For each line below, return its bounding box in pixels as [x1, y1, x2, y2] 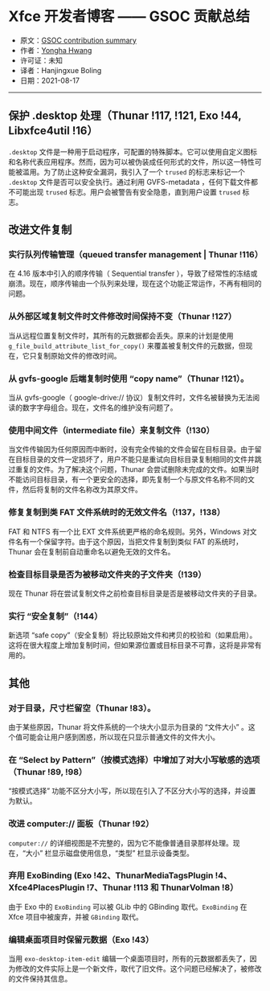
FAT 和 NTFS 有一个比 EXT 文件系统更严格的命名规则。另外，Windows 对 [8, 526, 251, 536]
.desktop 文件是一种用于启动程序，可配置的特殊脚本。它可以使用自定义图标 [8, 146, 258, 157]
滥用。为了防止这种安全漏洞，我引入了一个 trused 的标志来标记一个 [22, 166, 245, 177]
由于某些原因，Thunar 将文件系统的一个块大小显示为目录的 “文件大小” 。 [8, 722, 249, 731]
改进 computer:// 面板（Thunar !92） [8, 818, 154, 829]
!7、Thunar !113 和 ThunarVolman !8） [86, 882, 239, 893]
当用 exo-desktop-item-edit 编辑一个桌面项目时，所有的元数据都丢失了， [8, 954, 251, 964]
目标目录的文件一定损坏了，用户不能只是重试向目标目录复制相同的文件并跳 [14, 455, 262, 465]
